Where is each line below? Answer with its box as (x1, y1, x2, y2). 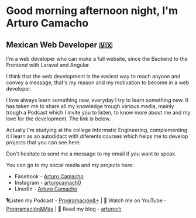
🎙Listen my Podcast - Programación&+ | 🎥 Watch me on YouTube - (6, 197, 167, 204)
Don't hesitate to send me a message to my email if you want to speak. (6, 150, 177, 157)
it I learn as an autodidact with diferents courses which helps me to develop (6, 133, 188, 140)
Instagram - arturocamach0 (14, 179, 81, 186)
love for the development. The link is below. (6, 115, 111, 122)
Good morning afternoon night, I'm (6, 4, 178, 18)
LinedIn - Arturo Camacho (14, 185, 78, 192)
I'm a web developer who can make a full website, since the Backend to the (6, 56, 188, 62)
